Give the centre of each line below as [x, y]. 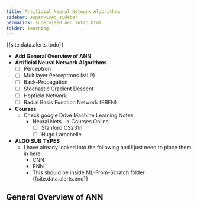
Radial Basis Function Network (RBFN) [70, 102]
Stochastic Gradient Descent [58, 89]
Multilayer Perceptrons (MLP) [59, 76]
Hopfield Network [45, 96]
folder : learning [28, 28]
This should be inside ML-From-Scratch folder [88, 172]
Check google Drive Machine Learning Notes [78, 115]
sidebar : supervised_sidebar [42, 17]
